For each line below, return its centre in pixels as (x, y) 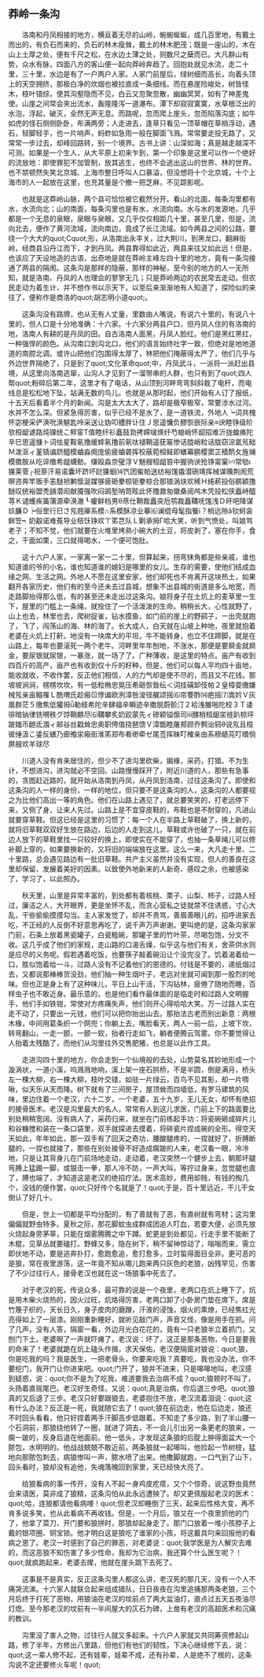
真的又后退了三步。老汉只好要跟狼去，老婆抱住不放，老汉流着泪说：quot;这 (130, 1398)
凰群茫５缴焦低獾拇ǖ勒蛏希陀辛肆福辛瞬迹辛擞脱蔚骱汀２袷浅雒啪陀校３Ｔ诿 (131, 704)
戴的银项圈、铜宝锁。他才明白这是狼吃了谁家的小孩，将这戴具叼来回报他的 (128, 1532)
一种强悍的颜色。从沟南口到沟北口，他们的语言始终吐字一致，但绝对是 (122, 343)
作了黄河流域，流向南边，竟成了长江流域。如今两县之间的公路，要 (149, 228)
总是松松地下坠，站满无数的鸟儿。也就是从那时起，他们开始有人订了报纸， (135, 393)
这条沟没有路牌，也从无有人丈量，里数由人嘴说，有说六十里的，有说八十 (139, 314)
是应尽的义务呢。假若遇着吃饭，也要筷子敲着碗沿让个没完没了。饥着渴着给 (128, 954)
